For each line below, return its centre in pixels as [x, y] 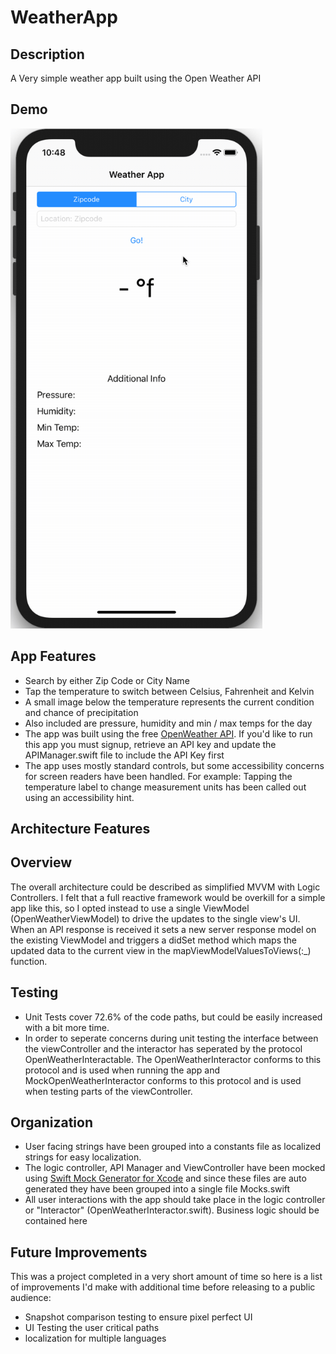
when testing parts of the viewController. [108, 1091]
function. [29, 961]
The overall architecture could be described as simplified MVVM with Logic [165, 887]
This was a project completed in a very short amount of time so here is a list [166, 1277]
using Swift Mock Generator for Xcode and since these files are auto [165, 1178]
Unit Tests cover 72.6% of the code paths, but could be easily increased [173, 1017]
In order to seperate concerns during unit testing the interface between [171, 1038]
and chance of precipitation [81, 712]
